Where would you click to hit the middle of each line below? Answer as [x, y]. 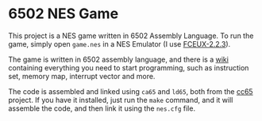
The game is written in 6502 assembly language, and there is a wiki [118, 59]
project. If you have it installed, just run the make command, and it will [121, 100]
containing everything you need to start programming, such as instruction [129, 67]
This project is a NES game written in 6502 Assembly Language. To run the [131, 36]
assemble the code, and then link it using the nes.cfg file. [102, 108]
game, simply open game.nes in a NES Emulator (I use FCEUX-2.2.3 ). [119, 43]
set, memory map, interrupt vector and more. [82, 76]
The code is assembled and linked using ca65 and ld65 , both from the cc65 [131, 91]
